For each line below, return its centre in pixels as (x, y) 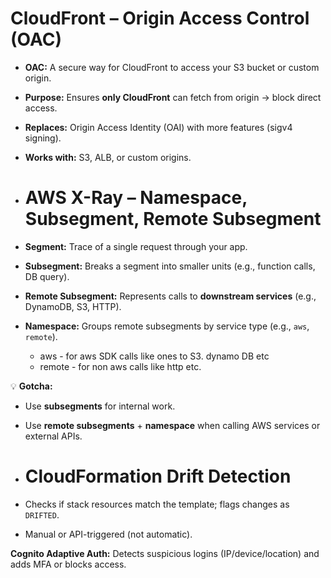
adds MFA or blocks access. (68, 564)
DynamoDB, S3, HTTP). (73, 306)
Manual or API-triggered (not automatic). (108, 534)
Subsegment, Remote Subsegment (173, 219)
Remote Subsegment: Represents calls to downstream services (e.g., (170, 296)
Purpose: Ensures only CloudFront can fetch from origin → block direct (173, 97)
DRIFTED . (42, 514)
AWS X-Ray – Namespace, (136, 198)
